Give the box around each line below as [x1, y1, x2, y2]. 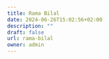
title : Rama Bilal [7, 9, 60, 17]
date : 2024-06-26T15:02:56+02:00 [7, 16, 103, 23]
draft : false [7, 28, 45, 36]
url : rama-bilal [7, 35, 53, 42]
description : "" [7, 22, 53, 29]
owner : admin [7, 41, 45, 48]
